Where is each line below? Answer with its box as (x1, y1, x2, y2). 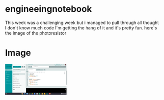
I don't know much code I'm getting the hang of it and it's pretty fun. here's (5, 25, 157, 30)
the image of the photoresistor (5, 30, 67, 36)
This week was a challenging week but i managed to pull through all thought (5, 20, 159, 25)
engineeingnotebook (5, 3, 92, 15)
